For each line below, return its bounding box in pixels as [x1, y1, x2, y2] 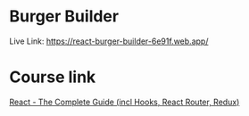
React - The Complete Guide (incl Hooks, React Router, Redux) [9, 96, 240, 107]
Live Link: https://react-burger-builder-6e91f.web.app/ [9, 36, 209, 46]
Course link [9, 67, 96, 87]
